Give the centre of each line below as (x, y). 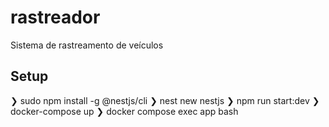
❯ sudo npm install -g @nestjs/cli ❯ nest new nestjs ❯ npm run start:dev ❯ (165, 100)
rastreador (55, 17)
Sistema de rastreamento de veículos (87, 45)
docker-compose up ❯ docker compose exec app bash (124, 111)
